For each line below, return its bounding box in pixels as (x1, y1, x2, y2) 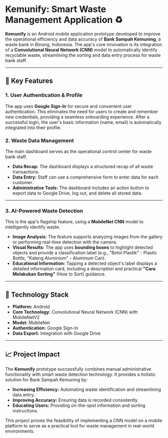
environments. (5, 428, 35, 434)
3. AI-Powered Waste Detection (5, 207, 83, 214)
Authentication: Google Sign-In (12, 325, 78, 331)
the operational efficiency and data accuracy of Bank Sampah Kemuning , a (5, 36, 161, 42)
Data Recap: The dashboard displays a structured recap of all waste (12, 163, 153, 169)
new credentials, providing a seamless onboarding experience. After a (5, 114, 150, 120)
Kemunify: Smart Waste (5, 4, 106, 15)
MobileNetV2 (12, 315, 40, 321)
